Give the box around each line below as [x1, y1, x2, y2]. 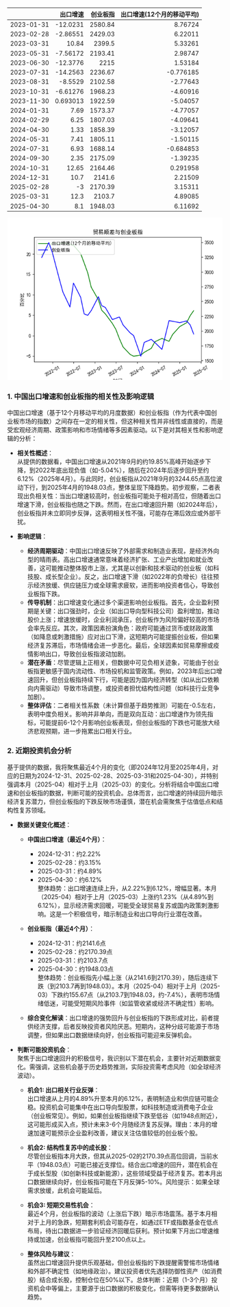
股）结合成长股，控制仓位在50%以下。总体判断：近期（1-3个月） [27, 1275, 212, 1284]
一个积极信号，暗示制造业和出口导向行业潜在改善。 [61, 909, 206, 918]
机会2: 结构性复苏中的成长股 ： [27, 1143, 113, 1151]
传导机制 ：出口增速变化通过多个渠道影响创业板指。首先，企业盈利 [27, 598, 214, 606]
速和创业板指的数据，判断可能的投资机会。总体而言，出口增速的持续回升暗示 [7, 788, 223, 797]
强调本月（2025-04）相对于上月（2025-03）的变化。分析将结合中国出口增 [7, 780, 219, 788]
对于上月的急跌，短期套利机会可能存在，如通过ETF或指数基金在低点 [27, 1218, 219, 1226]
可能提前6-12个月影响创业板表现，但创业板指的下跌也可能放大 [39, 718, 214, 727]
